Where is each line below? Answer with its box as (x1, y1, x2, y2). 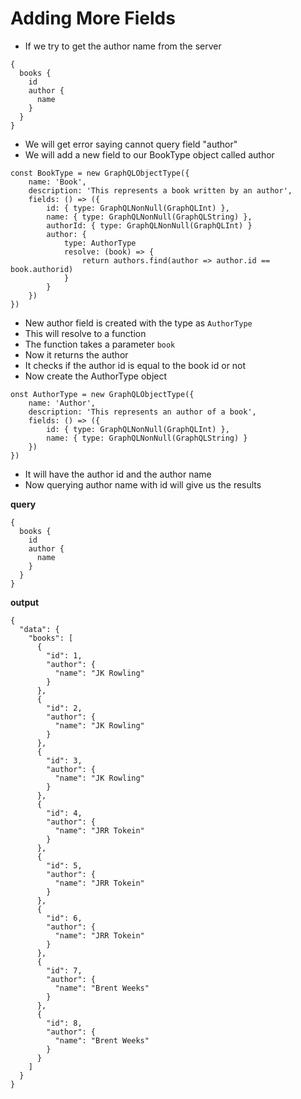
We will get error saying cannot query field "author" (24, 138, 238, 150)
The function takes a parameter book (24, 338, 176, 350)
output (10, 596, 40, 608)
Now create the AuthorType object (24, 370, 168, 382)
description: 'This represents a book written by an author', (28, 185, 293, 196)
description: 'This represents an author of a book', (28, 407, 257, 417)
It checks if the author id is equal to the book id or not (24, 359, 247, 371)
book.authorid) (10, 264, 74, 274)
